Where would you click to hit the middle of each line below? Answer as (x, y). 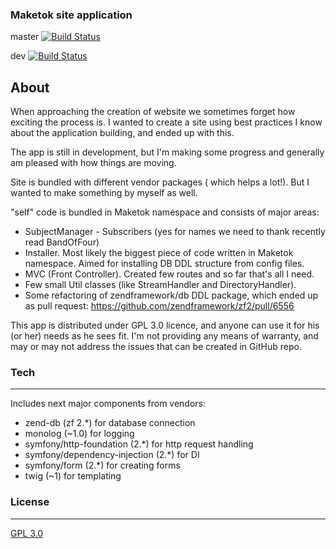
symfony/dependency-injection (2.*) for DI (112, 455)
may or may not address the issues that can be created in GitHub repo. (156, 347)
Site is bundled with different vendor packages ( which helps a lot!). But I (160, 182)
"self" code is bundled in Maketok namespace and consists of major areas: (165, 212)
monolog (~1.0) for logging (79, 434)
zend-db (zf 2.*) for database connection (110, 423)
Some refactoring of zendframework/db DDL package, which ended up (171, 295)
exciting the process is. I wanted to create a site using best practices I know (166, 122)
